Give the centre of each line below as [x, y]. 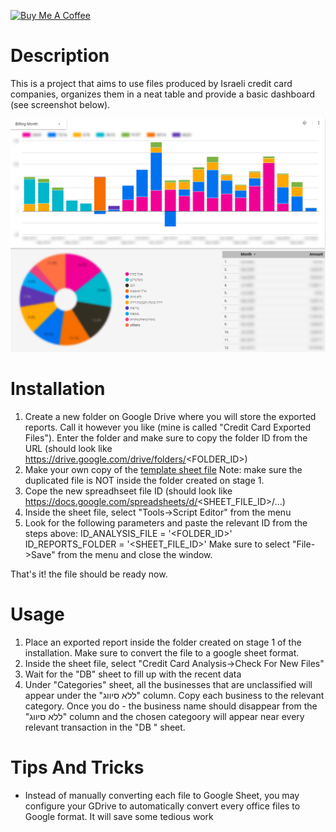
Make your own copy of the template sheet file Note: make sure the [163, 469]
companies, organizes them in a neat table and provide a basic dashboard [163, 94]
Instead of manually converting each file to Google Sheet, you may [162, 795]
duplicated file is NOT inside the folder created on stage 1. [144, 480]
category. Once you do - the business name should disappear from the [171, 706]
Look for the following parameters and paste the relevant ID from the [166, 522]
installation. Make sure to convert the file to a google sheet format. [162, 652]
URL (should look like [68, 448]
